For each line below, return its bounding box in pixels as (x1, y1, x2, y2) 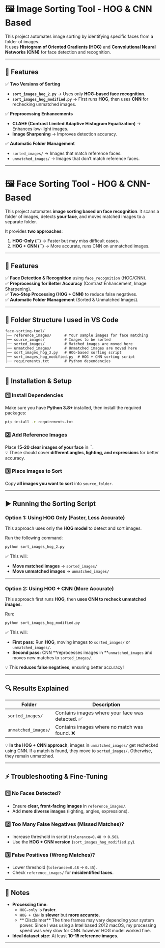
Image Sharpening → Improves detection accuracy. (12, 131, 117, 137)
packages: (5, 410, 27, 416)
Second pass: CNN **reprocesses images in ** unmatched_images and (12, 650, 153, 655)
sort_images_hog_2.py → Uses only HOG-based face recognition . (12, 91, 146, 97)
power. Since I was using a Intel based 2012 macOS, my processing (19, 922, 156, 928)
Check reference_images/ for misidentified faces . (12, 869, 114, 876)
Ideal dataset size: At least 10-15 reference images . (12, 933, 119, 939)
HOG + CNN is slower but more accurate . (19, 912, 100, 918)
